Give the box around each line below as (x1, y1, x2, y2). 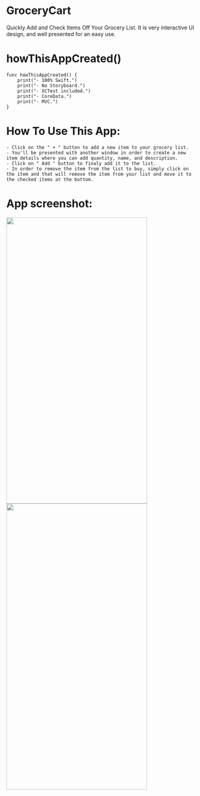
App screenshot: (6, 197, 93, 211)
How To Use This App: (6, 125, 120, 138)
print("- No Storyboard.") (17, 82, 86, 89)
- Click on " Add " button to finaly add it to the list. (6, 160, 156, 167)
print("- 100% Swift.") (17, 77, 78, 83)
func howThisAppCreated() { (6, 71, 78, 78)
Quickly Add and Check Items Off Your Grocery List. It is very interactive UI (6, 24, 195, 31)
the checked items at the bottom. (6, 176, 94, 183)
